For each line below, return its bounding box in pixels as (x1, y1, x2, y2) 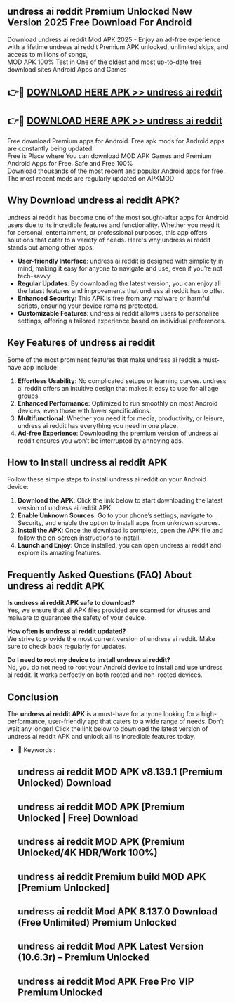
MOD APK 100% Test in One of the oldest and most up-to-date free (7, 58, 202, 66)
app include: (22, 363, 59, 371)
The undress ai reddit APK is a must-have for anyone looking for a (7, 710, 200, 718)
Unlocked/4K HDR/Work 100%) (17, 847, 158, 859)
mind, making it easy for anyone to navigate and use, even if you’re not (17, 264, 223, 273)
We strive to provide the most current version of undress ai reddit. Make (7, 635, 215, 643)
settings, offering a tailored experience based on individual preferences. (17, 316, 227, 325)
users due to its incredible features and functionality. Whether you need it (7, 221, 220, 229)
